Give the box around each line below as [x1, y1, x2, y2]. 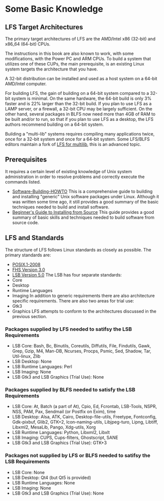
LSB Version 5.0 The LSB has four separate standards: [12, 272, 122, 277]
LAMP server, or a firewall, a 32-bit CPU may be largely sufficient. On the [5, 106, 153, 112]
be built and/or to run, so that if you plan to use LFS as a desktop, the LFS [5, 116, 154, 122]
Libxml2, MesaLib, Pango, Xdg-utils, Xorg [12, 424, 96, 430]
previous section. [12, 313, 47, 319]
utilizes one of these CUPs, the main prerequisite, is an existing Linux [5, 61, 144, 67]
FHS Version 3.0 [12, 267, 45, 273]
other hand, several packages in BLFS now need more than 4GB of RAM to [5, 111, 156, 117]
